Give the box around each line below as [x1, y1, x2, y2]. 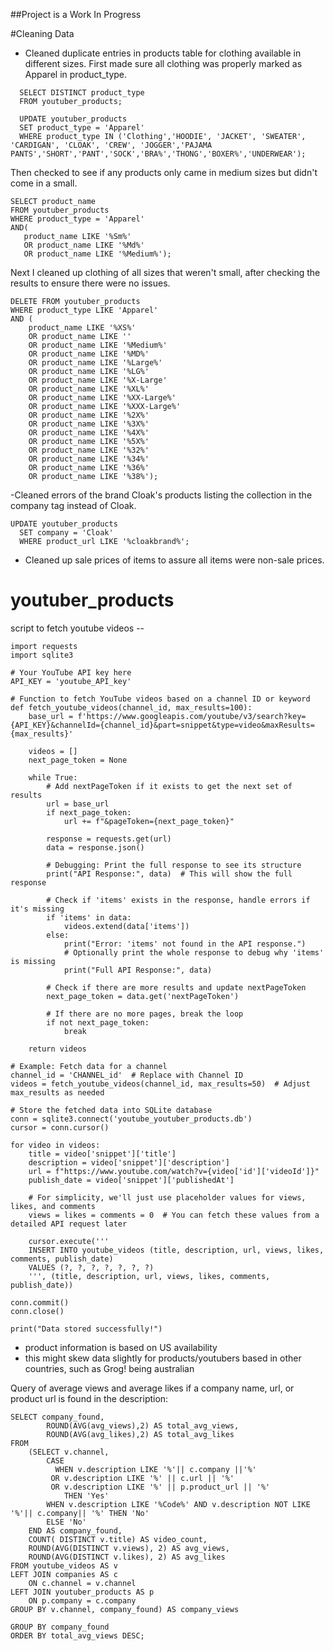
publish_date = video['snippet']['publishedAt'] [28, 1175, 235, 1185]
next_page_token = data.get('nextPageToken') [46, 991, 240, 1001]
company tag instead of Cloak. [10, 500, 137, 511]
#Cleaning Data [10, 28, 75, 39]
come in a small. [10, 177, 78, 189]
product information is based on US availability [24, 1341, 218, 1353]
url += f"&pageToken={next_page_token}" [63, 816, 235, 826]
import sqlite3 [10, 650, 74, 660]
